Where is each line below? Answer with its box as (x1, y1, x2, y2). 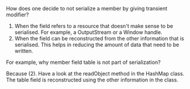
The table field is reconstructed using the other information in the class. (6, 76, 178, 83)
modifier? (6, 11, 29, 18)
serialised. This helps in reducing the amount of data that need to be (14, 41, 179, 48)
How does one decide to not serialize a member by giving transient (6, 5, 168, 12)
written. (14, 47, 33, 54)
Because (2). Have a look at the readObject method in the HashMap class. (6, 70, 185, 77)
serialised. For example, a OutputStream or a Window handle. (14, 29, 163, 36)
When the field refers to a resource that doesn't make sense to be (14, 23, 174, 29)
